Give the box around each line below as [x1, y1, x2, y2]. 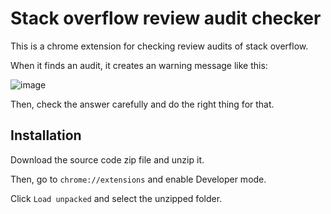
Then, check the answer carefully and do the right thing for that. [10, 98, 275, 110]
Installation [10, 127, 82, 144]
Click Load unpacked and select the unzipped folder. [10, 192, 223, 204]
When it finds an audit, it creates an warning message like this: [10, 59, 268, 71]
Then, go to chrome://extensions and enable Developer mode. [10, 173, 267, 185]
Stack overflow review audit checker [10, 7, 322, 30]
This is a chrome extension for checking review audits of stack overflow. [10, 40, 309, 52]
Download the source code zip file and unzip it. [10, 153, 205, 166]
